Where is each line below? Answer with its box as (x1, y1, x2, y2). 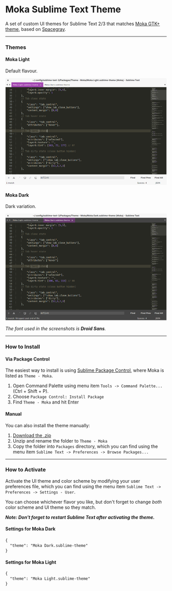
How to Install (5, 343, 40, 350)
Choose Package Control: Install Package (12, 394, 104, 400)
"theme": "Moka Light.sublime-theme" (10, 576, 91, 581)
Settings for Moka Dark (5, 526, 56, 532)
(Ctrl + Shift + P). (12, 388, 49, 394)
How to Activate (5, 466, 46, 473)
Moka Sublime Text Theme (5, 4, 121, 15)
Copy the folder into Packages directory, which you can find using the (12, 443, 158, 449)
